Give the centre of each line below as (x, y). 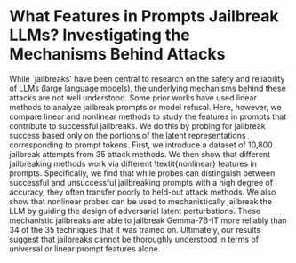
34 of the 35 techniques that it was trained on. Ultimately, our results (135, 229)
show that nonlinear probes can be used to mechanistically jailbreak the (141, 201)
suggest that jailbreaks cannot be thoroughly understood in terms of (134, 239)
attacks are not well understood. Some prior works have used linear (133, 97)
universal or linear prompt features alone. (85, 248)
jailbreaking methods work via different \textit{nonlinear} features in (133, 163)
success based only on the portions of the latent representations (128, 135)
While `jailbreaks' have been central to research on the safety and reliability (147, 78)
